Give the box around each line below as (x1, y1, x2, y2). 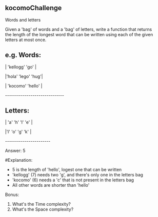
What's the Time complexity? (12, 201, 71, 207)
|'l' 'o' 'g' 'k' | (5, 129, 32, 135)
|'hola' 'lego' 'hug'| (5, 73, 43, 79)
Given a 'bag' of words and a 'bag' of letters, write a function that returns (5, 26, 152, 32)
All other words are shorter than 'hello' (12, 182, 90, 188)
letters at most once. (5, 37, 47, 43)
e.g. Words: (5, 51, 41, 59)
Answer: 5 (5, 148, 26, 153)
